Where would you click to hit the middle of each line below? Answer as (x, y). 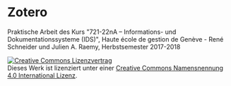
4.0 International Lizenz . (42, 75)
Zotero (28, 12)
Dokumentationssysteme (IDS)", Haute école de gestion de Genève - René (115, 39)
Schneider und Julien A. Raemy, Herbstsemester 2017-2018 (94, 47)
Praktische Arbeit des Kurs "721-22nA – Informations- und (92, 32)
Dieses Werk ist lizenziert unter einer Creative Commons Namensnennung (115, 68)
